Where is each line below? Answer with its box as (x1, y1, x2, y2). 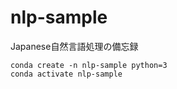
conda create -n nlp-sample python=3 (10, 60, 168, 70)
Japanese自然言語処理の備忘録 (10, 40, 139, 52)
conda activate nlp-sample (10, 69, 123, 79)
